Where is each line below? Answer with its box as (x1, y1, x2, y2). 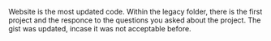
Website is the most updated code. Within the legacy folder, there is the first (8, 7, 263, 16)
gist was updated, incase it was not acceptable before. (8, 24, 192, 33)
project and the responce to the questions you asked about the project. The (8, 15, 261, 25)
